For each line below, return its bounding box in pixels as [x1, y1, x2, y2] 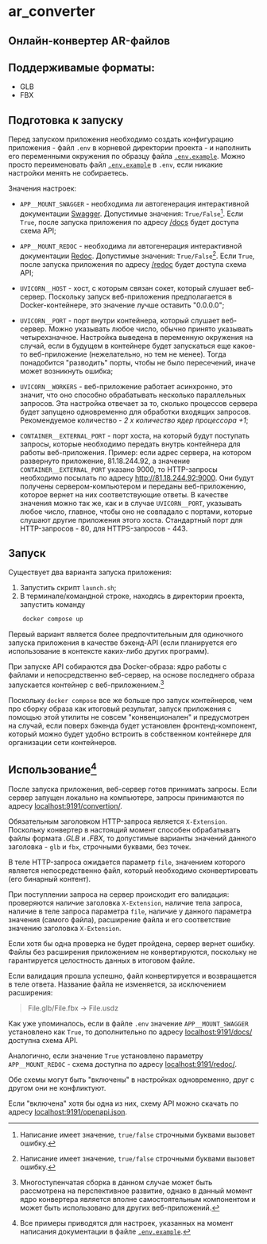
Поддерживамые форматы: [8, 60, 155, 74]
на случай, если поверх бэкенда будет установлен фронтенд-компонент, [8, 721, 257, 730]
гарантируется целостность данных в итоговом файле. [8, 956, 195, 965]
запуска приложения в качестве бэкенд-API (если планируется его [8, 638, 238, 647]
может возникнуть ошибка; [19, 366, 114, 376]
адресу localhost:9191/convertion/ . [8, 801, 123, 810]
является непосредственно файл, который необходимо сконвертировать [8, 865, 258, 875]
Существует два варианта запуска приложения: [8, 567, 172, 578]
